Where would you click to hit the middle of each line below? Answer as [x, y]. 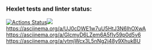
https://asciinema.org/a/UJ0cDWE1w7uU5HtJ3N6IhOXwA [76, 29]
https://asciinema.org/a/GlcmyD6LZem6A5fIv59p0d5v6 [74, 35]
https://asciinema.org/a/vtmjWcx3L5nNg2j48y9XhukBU [73, 41]
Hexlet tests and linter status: [49, 9]
